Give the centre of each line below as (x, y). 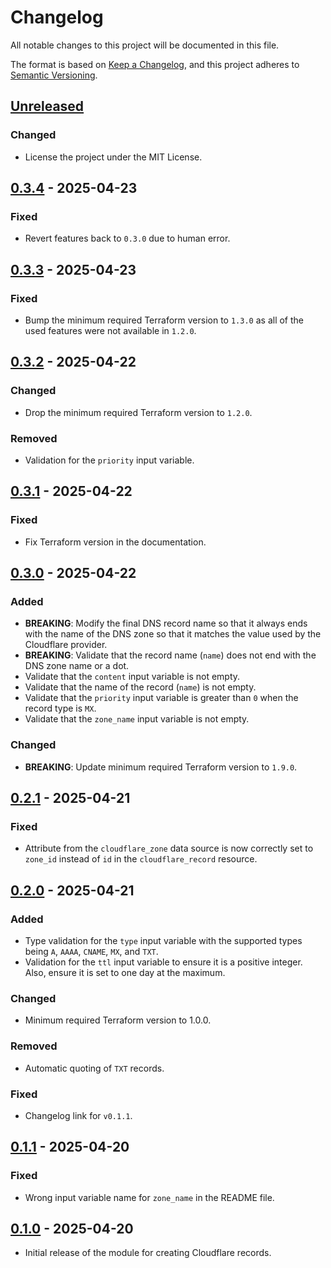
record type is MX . (60, 708)
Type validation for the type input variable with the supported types (163, 941)
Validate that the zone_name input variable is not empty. (137, 719)
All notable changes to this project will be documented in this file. (145, 45)
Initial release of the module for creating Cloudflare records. (148, 1253)
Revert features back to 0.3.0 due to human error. (127, 238)
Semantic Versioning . (54, 75)
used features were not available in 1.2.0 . (110, 330)
